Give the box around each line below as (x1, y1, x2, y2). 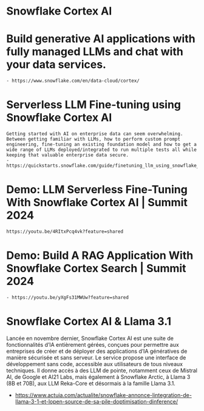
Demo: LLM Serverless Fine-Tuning (6, 183, 188, 196)
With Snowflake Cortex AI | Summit (6, 196, 188, 210)
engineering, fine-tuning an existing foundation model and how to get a (6, 141, 197, 148)
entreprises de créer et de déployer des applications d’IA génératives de (6, 347, 188, 355)
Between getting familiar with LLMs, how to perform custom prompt (6, 136, 181, 142)
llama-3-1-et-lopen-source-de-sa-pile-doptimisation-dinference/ (15, 398, 178, 405)
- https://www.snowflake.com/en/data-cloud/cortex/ (6, 78, 140, 84)
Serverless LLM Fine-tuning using (6, 98, 181, 112)
